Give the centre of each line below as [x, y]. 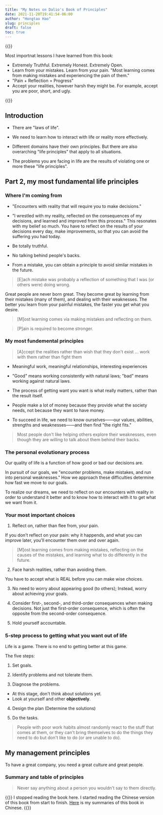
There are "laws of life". [36, 127]
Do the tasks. [25, 717]
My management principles [48, 753]
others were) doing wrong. [44, 285]
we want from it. [21, 503]
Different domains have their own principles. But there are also [75, 146]
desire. [12, 309]
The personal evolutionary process [47, 452]
